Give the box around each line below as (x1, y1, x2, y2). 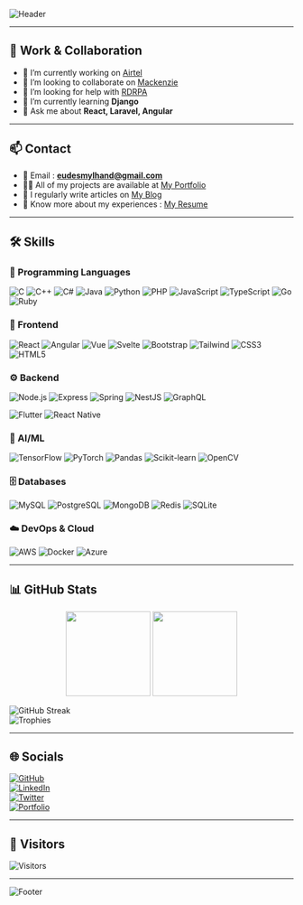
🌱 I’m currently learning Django (22, 96, 140, 107)
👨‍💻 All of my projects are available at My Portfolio (22, 179, 207, 190)
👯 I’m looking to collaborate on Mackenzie (22, 77, 179, 88)
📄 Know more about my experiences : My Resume (22, 199, 208, 210)
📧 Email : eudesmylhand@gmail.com (22, 170, 163, 181)
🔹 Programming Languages (9, 266, 131, 278)
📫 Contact (9, 141, 72, 157)
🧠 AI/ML (9, 432, 45, 444)
